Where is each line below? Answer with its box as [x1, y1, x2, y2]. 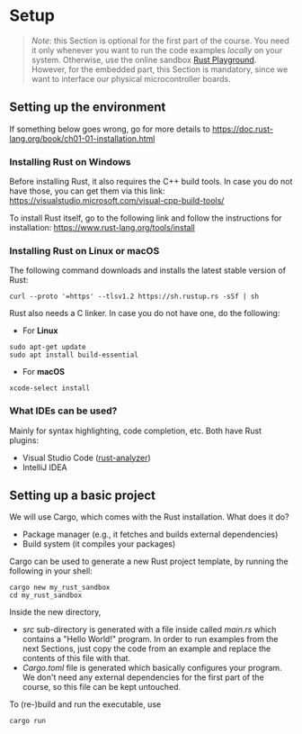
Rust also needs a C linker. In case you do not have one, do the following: [9, 308, 280, 319]
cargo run [9, 717, 47, 726]
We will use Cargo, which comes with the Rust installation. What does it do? [9, 512, 289, 522]
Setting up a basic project [9, 488, 155, 503]
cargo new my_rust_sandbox [9, 583, 111, 593]
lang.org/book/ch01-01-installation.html [9, 132, 155, 144]
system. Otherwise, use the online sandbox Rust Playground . [31, 54, 257, 65]
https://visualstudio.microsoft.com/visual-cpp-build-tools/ [9, 195, 225, 206]
